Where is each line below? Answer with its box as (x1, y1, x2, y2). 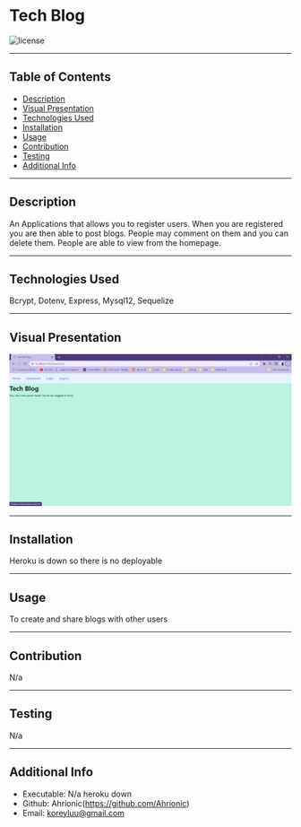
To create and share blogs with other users (9, 614, 168, 624)
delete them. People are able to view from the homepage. (9, 237, 222, 248)
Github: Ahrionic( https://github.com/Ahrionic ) (21, 797, 190, 808)
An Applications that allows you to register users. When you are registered (9, 218, 284, 229)
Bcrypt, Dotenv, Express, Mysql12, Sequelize (9, 295, 175, 306)
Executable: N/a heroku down (21, 788, 133, 799)
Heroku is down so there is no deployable (9, 555, 163, 566)
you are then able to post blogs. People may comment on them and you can (9, 228, 289, 239)
